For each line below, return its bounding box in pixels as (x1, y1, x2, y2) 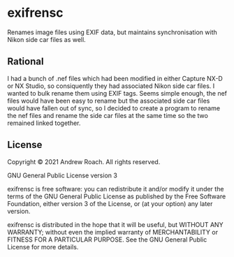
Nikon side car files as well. (7, 35, 86, 43)
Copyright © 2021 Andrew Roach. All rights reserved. (7, 157, 161, 166)
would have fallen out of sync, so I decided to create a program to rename (7, 103, 221, 112)
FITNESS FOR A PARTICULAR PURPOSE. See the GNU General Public (7, 235, 207, 244)
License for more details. (7, 242, 79, 251)
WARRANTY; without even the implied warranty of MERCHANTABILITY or (7, 228, 219, 236)
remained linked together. (7, 119, 81, 127)
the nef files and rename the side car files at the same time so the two (7, 111, 208, 119)
